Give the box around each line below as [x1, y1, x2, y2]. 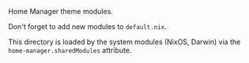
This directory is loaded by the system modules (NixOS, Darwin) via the [8, 37, 241, 46]
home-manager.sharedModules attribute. [8, 46, 132, 54]
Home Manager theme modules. [8, 7, 113, 16]
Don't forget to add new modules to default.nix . [8, 22, 168, 31]
